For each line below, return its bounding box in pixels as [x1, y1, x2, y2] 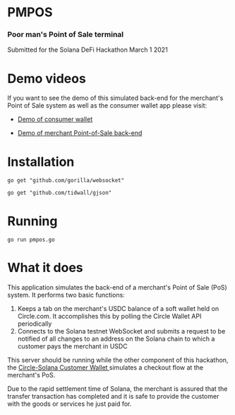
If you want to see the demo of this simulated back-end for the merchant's [7, 93, 224, 103]
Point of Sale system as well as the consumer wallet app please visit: [7, 101, 207, 110]
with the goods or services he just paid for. [7, 399, 132, 408]
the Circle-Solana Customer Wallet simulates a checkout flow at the [7, 363, 203, 372]
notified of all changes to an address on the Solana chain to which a [17, 334, 215, 343]
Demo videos [7, 70, 86, 86]
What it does [7, 260, 83, 276]
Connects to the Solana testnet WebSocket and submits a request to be [17, 327, 226, 336]
